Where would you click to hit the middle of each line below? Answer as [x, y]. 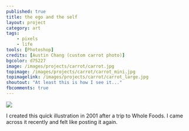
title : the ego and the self [42, 17]
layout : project [26, 22]
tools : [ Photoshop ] [30, 50]
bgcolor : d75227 [26, 61]
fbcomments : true [27, 88]
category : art [24, 28]
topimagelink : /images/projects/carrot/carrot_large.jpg [77, 77]
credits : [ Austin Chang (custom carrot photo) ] [66, 55]
